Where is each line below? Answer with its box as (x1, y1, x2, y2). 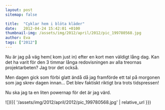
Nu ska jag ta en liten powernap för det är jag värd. (5, 89, 111, 95)
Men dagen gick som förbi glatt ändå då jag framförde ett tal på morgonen (5, 74, 160, 80)
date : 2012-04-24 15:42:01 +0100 (5, 26, 80, 31)
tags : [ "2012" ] (5, 40, 37, 45)
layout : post (5, 7, 33, 13)
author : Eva (5, 35, 30, 40)
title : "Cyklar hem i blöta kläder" (5, 21, 85, 26)
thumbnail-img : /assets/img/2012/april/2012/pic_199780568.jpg (5, 31, 142, 36)
